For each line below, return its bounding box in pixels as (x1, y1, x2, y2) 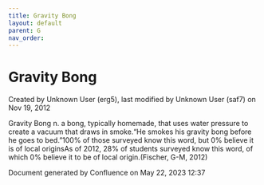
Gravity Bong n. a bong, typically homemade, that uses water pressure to (8, 119, 249, 128)
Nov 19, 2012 (8, 103, 51, 112)
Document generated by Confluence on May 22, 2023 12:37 (8, 168, 206, 178)
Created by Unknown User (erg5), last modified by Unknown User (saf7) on (8, 95, 257, 104)
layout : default (8, 19, 62, 27)
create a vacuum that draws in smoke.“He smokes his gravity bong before (8, 127, 252, 136)
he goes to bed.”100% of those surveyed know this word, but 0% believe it (8, 136, 254, 145)
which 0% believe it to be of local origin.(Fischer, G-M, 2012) (8, 152, 208, 162)
